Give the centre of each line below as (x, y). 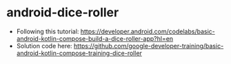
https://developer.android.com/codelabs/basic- (148, 31)
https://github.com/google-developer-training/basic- (149, 46)
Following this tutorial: (48, 31)
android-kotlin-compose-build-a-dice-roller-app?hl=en (95, 38)
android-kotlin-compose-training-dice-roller (79, 53)
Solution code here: (44, 46)
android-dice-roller (63, 13)
